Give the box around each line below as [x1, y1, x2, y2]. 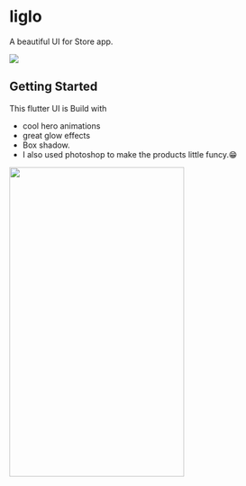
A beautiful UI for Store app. [9, 36, 114, 47]
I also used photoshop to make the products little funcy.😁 [22, 148, 238, 159]
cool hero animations [22, 120, 101, 131]
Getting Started [9, 79, 98, 94]
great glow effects [22, 130, 91, 140]
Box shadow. [22, 139, 70, 150]
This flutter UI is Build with [9, 103, 107, 113]
